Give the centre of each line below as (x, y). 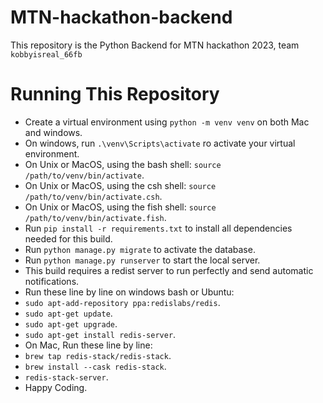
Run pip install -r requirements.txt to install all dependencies (158, 228)
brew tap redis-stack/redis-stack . (98, 355)
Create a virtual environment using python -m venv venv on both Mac (167, 122)
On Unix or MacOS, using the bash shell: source (123, 164)
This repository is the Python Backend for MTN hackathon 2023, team (155, 45)
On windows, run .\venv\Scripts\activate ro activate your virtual (160, 143)
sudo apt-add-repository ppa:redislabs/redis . (122, 302)
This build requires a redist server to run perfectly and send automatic (169, 270)
